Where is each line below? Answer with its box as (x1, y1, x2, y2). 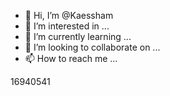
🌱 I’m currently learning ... (24, 31, 132, 42)
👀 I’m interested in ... (24, 20, 110, 32)
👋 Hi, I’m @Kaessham (24, 10, 114, 21)
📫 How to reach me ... (24, 53, 118, 64)
